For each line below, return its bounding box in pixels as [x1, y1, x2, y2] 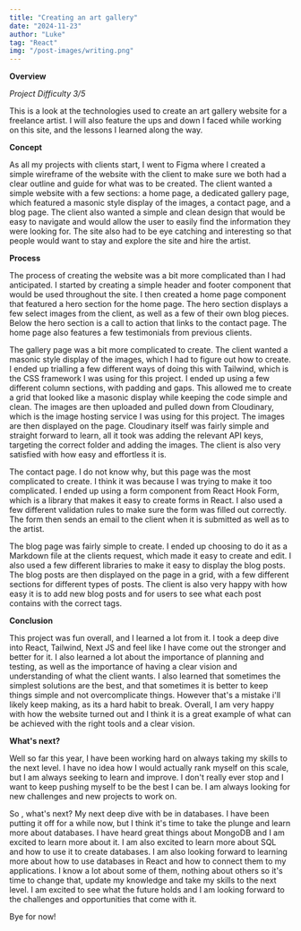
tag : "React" [9, 38, 58, 47]
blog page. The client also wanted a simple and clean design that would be [9, 207, 286, 218]
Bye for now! [9, 911, 56, 922]
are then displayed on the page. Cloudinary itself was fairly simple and [9, 421, 270, 431]
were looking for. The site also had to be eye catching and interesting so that [9, 226, 292, 237]
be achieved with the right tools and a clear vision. [9, 718, 195, 730]
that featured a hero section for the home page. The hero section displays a [9, 299, 288, 310]
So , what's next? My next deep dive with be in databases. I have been [9, 808, 270, 819]
